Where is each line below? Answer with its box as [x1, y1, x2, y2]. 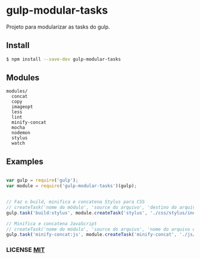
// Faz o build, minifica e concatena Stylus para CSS [6, 199, 145, 205]
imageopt [11, 104, 33, 110]
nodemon [11, 130, 31, 136]
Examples [6, 156, 43, 166]
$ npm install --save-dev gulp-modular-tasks [6, 56, 121, 62]
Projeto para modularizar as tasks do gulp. [6, 23, 110, 30]
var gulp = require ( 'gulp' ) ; [6, 178, 79, 184]
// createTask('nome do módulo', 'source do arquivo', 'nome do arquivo [6, 226, 190, 232]
